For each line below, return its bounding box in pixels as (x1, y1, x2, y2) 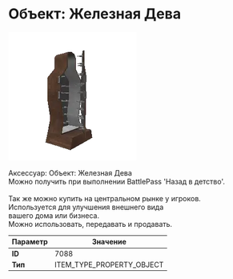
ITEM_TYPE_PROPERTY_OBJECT (54, 260, 164, 269)
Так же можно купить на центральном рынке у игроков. (8, 193, 202, 203)
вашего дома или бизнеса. (8, 210, 100, 220)
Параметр (11, 237, 48, 247)
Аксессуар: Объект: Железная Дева (8, 168, 132, 177)
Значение (91, 237, 127, 247)
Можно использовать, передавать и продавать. (8, 219, 173, 228)
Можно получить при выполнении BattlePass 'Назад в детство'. (8, 176, 226, 186)
